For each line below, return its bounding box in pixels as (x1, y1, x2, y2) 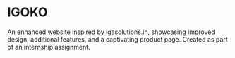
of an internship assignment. (7, 42, 90, 51)
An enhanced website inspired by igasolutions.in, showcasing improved (7, 28, 215, 36)
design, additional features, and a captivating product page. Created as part (7, 35, 228, 43)
